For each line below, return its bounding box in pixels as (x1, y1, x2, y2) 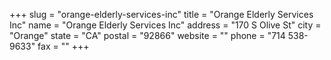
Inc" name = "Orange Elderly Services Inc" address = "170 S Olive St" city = (9, 19, 322, 31)
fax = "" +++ (37, 40, 90, 52)
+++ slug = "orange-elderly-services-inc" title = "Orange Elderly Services (9, 9, 314, 20)
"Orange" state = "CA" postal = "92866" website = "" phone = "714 (9, 30, 286, 41)
